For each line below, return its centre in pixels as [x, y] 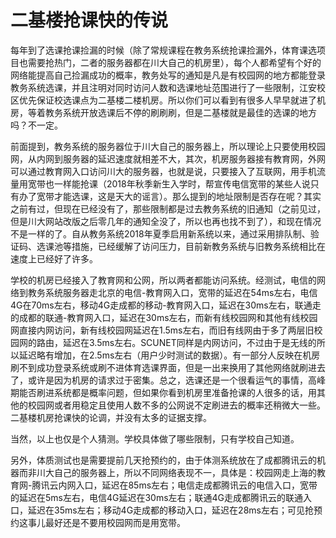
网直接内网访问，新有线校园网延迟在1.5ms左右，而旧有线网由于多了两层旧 [162, 330]
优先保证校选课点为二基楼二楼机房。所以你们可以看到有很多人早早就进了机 [172, 100]
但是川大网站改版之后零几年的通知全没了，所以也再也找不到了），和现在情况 [166, 221]
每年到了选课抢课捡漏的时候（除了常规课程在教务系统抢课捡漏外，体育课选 [163, 50]
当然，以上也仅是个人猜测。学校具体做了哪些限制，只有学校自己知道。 [155, 438]
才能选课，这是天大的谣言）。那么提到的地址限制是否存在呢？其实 [187, 196]
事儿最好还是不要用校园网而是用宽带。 [106, 522]
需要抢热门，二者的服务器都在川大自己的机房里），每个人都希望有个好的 [174, 62]
